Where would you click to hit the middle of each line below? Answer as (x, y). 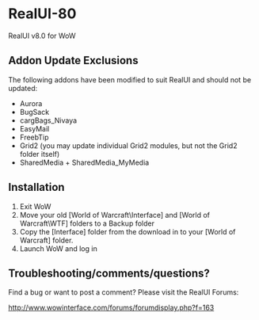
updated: (23, 88)
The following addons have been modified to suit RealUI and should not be (130, 79)
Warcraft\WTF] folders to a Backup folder (87, 223)
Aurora (31, 103)
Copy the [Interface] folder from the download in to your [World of (128, 231)
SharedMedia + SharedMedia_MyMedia (84, 162)
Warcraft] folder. (46, 240)
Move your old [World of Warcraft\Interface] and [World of (115, 215)
